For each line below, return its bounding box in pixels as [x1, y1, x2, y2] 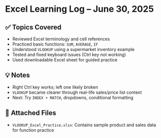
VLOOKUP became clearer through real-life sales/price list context [12, 89, 142, 95]
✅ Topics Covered [5, 23, 62, 31]
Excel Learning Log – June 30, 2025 [5, 3, 154, 15]
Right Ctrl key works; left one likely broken [12, 84, 98, 90]
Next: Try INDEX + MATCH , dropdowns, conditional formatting [12, 94, 134, 100]
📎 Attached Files [5, 109, 57, 117]
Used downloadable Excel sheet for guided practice [12, 57, 118, 62]
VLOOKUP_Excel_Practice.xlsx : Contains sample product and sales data [12, 122, 157, 128]
